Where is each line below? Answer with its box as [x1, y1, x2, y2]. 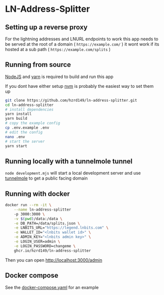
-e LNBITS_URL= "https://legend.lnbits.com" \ [14, 225, 109, 230]
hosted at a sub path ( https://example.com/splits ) [5, 47, 111, 52]
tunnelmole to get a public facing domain [5, 175, 88, 181]
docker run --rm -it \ [5, 203, 52, 208]
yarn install [5, 111, 32, 116]
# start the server [5, 139, 45, 144]
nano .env [5, 134, 26, 139]
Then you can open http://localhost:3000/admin [5, 257, 102, 263]
